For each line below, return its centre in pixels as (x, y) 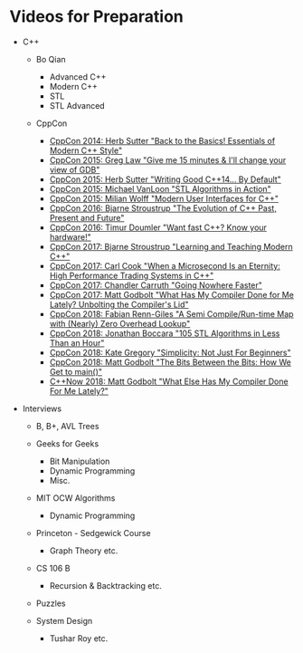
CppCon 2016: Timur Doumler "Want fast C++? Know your (158, 227)
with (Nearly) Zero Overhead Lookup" (120, 323)
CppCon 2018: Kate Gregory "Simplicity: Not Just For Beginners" (170, 352)
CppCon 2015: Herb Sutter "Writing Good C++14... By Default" (166, 179)
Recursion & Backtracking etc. (106, 585)
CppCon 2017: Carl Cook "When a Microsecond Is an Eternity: (165, 265)
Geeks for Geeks (67, 443)
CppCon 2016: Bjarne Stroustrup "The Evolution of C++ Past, (163, 208)
